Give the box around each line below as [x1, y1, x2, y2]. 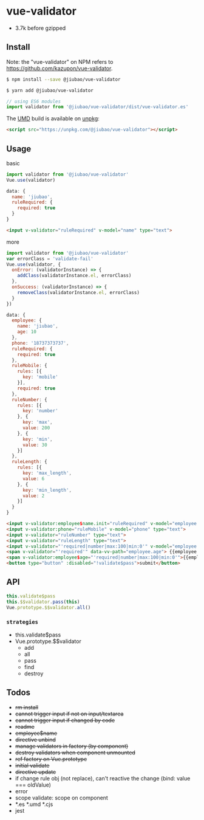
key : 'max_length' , [22, 470, 72, 477]
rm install [15, 703, 38, 711]
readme [15, 723, 35, 730]
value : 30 [22, 442, 47, 448]
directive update [15, 768, 56, 776]
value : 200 [22, 425, 50, 431]
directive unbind [15, 736, 56, 743]
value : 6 [22, 475, 45, 481]
